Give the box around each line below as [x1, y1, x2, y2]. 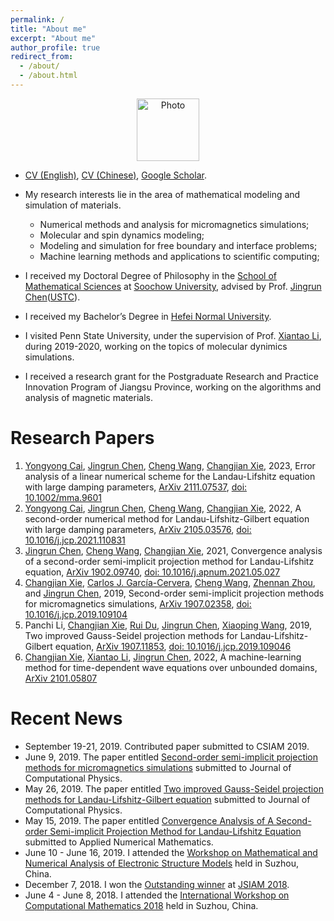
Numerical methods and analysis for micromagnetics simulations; [39, 218, 310, 230]
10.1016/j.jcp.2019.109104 [24, 608, 128, 620]
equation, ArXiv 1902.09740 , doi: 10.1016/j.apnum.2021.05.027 [24, 566, 281, 578]
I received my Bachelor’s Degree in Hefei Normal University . [24, 310, 272, 322]
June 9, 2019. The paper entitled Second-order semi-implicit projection [24, 751, 319, 763]
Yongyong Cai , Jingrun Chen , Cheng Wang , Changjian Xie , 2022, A [24, 502, 302, 514]
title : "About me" [10, 24, 87, 34]
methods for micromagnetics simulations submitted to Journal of [24, 761, 292, 773]
